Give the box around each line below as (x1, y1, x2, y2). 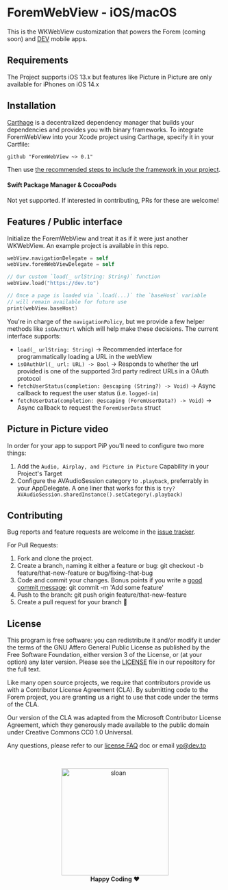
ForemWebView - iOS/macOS (7, 5, 177, 21)
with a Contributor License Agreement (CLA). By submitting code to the (7, 686, 209, 694)
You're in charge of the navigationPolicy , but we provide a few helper (7, 317, 205, 325)
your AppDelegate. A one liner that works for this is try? (16, 484, 176, 492)
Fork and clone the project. (16, 554, 94, 563)
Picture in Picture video (7, 423, 109, 435)
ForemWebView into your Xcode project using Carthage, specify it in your (7, 132, 214, 141)
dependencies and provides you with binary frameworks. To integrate (7, 125, 204, 134)
